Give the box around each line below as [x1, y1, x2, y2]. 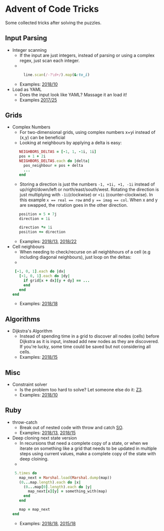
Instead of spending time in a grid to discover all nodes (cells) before [19, 333, 160, 339]
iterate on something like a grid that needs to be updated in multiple [19, 445, 157, 451]
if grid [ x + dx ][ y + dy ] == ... [23, 278, 90, 283]
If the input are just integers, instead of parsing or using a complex [19, 52, 155, 58]
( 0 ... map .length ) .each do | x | [19, 480, 81, 485]
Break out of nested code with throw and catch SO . [19, 424, 124, 430]
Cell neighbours [12, 244, 45, 250]
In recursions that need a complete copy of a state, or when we [19, 440, 148, 446]
